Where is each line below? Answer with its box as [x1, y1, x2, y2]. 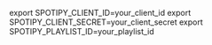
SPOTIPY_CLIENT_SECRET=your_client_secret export [9, 17, 203, 27]
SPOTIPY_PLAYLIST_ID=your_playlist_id [9, 26, 155, 36]
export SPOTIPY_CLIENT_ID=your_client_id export [9, 8, 192, 18]
